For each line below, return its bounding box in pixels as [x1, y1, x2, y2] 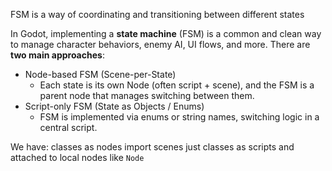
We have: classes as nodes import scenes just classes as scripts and [10, 141, 295, 153]
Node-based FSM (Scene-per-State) [24, 69, 177, 80]
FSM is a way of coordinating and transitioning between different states [10, 9, 305, 20]
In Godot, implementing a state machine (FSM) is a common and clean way [10, 28, 322, 39]
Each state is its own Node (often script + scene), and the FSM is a [39, 79, 315, 91]
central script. [39, 122, 98, 133]
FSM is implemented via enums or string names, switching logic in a [39, 111, 320, 123]
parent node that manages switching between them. [39, 90, 255, 101]
